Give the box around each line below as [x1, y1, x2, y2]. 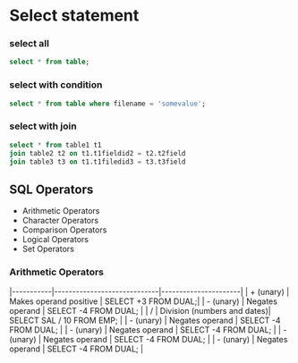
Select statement [9, 5, 140, 26]
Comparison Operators [21, 224, 107, 235]
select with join [9, 120, 78, 132]
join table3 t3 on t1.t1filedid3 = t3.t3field [9, 157, 186, 166]
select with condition [9, 79, 103, 91]
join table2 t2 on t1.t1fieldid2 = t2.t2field [9, 148, 186, 157]
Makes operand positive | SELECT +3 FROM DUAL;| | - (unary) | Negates [9, 296, 277, 307]
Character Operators [21, 215, 99, 226]
